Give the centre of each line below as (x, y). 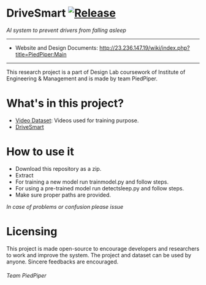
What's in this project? (65, 103)
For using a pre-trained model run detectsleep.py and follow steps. (100, 188)
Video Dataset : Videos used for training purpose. (77, 120)
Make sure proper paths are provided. (63, 195)
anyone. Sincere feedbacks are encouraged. (63, 262)
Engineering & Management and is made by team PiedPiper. (82, 78)
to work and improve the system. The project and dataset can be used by (99, 255)
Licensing (32, 232)
